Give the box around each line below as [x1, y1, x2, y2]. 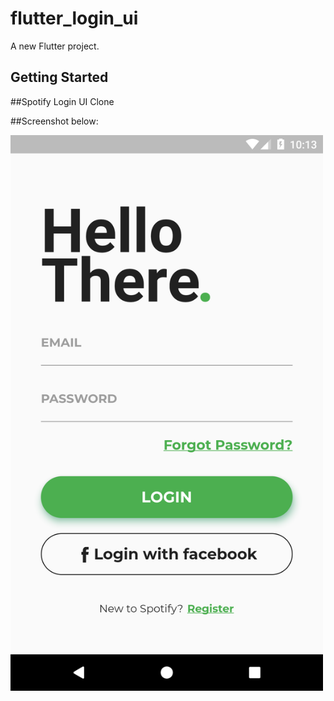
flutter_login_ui [10, 7, 139, 30]
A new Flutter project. [10, 40, 100, 52]
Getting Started [10, 69, 109, 86]
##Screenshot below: [10, 115, 99, 127]
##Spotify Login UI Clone [10, 95, 115, 107]
